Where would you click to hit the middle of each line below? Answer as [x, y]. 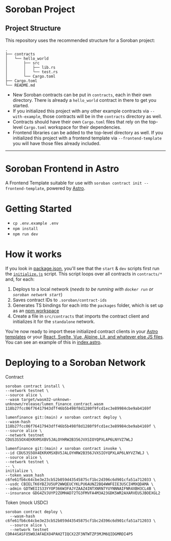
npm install [25, 229]
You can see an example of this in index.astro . [53, 342]
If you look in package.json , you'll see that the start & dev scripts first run [82, 268]
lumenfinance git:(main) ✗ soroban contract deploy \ [64, 417]
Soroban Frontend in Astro [62, 169]
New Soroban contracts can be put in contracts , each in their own [82, 95]
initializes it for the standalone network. [54, 321]
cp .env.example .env [35, 223]
